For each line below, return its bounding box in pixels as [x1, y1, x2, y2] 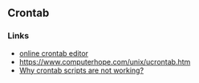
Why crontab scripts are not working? [18, 65, 144, 75]
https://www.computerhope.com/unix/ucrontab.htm [18, 57, 191, 66]
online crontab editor [18, 48, 89, 58]
